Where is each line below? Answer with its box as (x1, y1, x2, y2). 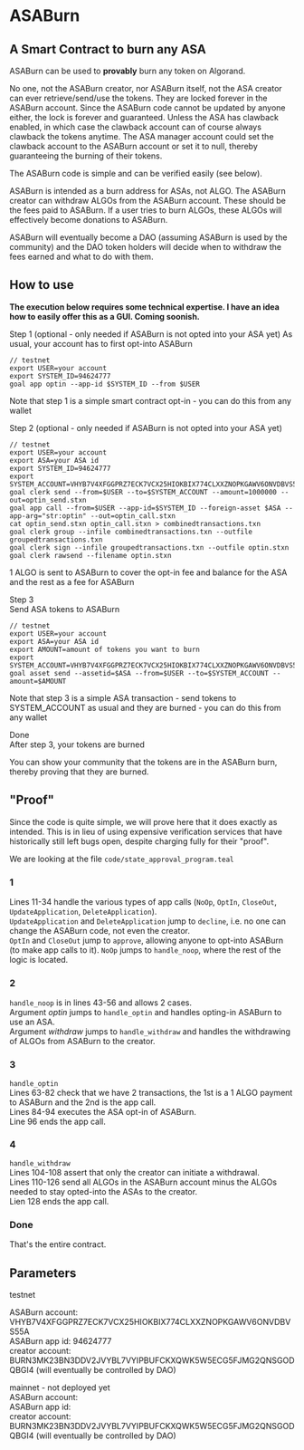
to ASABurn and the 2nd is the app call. (9, 1097, 157, 1108)
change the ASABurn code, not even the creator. (9, 925, 191, 936)
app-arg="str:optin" (9, 511, 88, 521)
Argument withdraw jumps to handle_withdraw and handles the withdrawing (9, 1026, 291, 1037)
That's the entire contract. (9, 1239, 107, 1250)
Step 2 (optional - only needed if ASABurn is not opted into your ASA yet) (9, 422, 282, 433)
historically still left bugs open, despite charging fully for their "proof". (9, 835, 270, 847)
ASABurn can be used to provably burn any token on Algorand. (9, 65, 246, 76)
